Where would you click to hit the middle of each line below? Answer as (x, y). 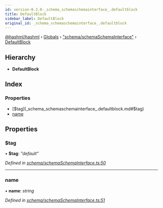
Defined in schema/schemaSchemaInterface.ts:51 (55, 200)
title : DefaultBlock (26, 14)
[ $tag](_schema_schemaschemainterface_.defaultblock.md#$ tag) (78, 109)
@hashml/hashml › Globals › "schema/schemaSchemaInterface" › (71, 37)
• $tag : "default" (22, 154)
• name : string (20, 191)
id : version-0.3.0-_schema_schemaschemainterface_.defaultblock (71, 9)
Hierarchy (20, 57)
